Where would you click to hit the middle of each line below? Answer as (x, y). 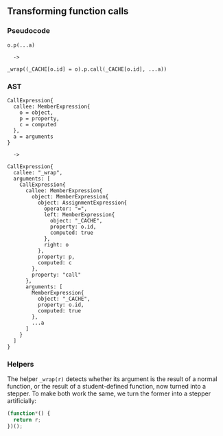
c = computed (38, 124)
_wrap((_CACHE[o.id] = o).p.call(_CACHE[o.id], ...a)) (87, 69)
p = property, (39, 118)
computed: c (55, 263)
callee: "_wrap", (38, 172)
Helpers (21, 364)
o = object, (36, 113)
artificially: (22, 401)
